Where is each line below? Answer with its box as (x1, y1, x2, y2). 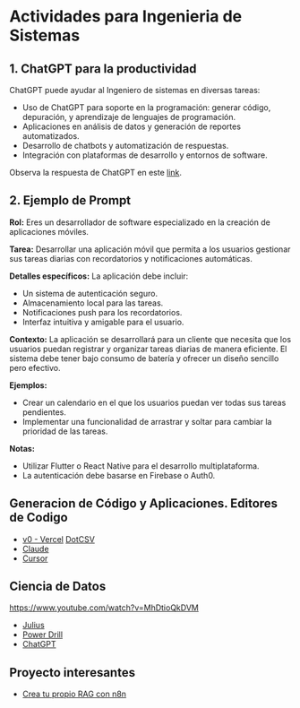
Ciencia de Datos (9, 579, 107, 594)
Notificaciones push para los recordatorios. (21, 307, 183, 317)
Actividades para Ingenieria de (9, 6, 243, 27)
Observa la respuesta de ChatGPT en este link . (9, 168, 182, 177)
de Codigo (9, 510, 69, 525)
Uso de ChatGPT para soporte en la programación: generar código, (21, 102, 271, 113)
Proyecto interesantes (9, 665, 136, 680)
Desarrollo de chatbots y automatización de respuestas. (21, 141, 229, 151)
